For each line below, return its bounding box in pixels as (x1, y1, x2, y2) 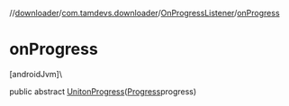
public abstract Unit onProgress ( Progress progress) (9, 85, 197, 97)
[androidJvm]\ (9, 68, 63, 79)
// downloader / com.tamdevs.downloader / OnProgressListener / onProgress (9, 8, 281, 18)
